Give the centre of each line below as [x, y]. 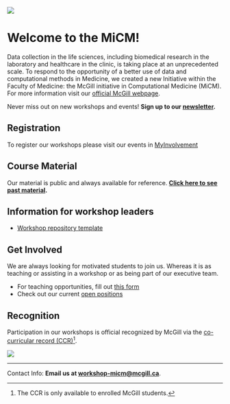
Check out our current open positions [70, 294]
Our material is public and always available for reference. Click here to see [112, 182]
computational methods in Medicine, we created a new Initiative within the [112, 78]
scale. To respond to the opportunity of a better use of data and [97, 71]
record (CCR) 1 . [56, 340]
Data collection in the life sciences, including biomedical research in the [108, 57]
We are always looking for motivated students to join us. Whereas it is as [110, 266]
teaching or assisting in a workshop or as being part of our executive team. [113, 274]
